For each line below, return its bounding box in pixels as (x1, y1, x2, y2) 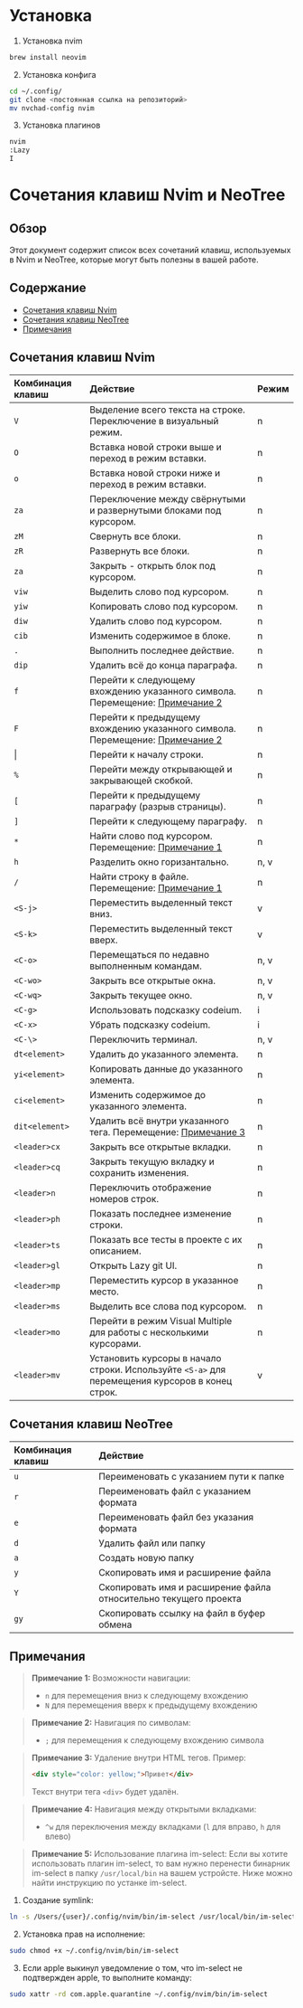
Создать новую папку (98, 1551, 195, 1564)
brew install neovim (9, 52, 87, 62)
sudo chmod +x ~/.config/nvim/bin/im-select (9, 1946, 179, 1956)
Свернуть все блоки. (89, 530, 181, 543)
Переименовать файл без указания (98, 1511, 254, 1523)
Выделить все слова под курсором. (89, 1300, 247, 1312)
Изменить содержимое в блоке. (89, 630, 232, 642)
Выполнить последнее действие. (89, 644, 234, 657)
